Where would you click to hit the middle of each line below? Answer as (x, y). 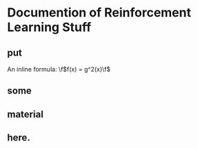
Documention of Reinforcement (99, 13)
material (25, 114)
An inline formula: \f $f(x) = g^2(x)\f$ (59, 69)
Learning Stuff (49, 27)
